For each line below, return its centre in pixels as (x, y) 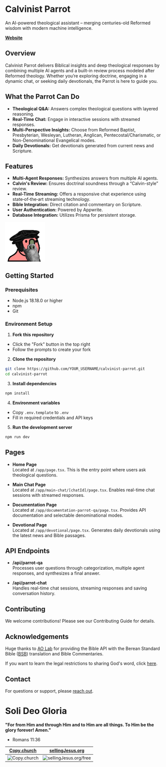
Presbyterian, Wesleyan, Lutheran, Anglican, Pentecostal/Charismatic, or (86, 135)
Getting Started (29, 275)
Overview (21, 53)
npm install (17, 393)
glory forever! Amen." (28, 730)
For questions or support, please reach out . (49, 691)
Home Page (25, 464)
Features (19, 166)
